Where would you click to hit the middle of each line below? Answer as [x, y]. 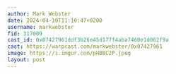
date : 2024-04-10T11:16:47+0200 [55, 20]
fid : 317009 [25, 33]
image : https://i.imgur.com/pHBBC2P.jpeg [69, 54]
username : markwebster [41, 27]
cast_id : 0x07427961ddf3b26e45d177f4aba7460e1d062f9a [88, 40]
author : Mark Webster [39, 14]
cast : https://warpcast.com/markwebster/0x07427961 [85, 47]
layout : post [27, 60]
